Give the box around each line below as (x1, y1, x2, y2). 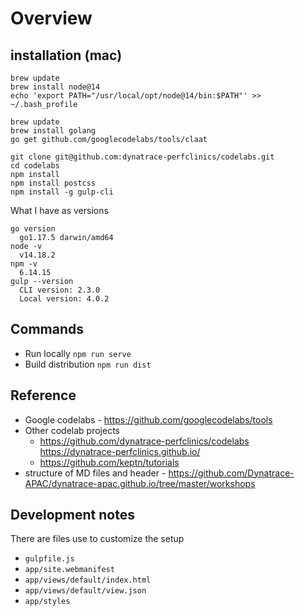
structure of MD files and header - (24, 467, 167, 479)
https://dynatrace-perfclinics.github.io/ (39, 445, 201, 457)
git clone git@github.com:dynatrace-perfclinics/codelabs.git (10, 152, 275, 162)
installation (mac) (10, 47, 123, 64)
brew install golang (10, 126, 97, 136)
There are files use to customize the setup (10, 533, 185, 545)
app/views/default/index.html (24, 575, 152, 586)
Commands (10, 321, 85, 338)
